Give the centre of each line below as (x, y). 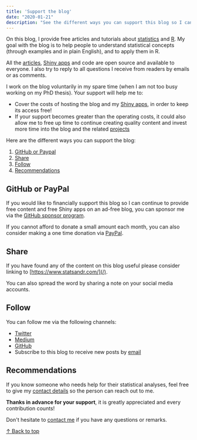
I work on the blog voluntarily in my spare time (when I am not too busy (92, 87)
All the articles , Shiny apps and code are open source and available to (90, 63)
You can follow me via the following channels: (61, 322)
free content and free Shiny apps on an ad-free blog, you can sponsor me (95, 209)
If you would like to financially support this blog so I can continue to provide (97, 203)
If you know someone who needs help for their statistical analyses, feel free (98, 384)
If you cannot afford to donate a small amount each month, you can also (93, 227)
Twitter (23, 333)
